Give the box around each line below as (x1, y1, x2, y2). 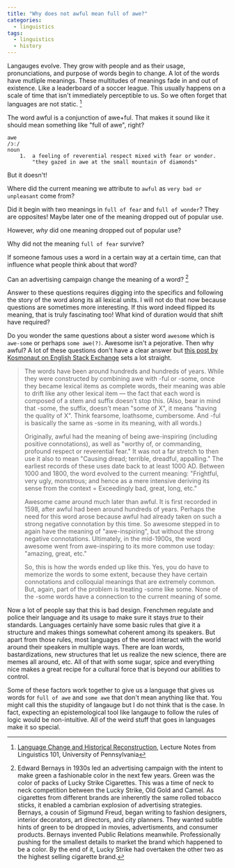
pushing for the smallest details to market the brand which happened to (17, 838, 223, 846)
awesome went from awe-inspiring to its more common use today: (24, 542, 215, 551)
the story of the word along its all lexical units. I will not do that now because (7, 296, 226, 304)
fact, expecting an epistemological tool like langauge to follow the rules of (7, 708, 219, 717)
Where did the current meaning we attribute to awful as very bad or (7, 184, 202, 192)
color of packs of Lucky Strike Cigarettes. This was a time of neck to (17, 779, 214, 787)
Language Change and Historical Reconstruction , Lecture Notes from (17, 743, 216, 752)
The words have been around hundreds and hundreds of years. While (24, 367, 224, 376)
